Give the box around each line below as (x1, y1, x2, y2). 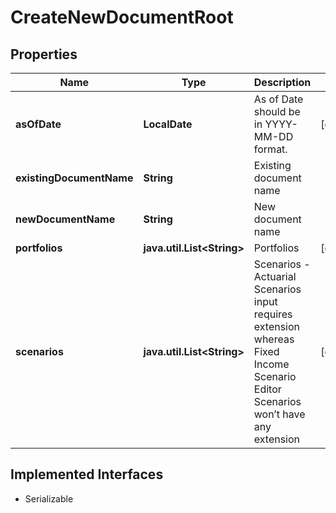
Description (253, 76, 312, 89)
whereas (253, 332, 295, 346)
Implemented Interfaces (10, 466, 164, 483)
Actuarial (253, 270, 297, 283)
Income (253, 357, 290, 371)
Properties (10, 46, 78, 63)
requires (253, 307, 293, 321)
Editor (253, 382, 282, 396)
